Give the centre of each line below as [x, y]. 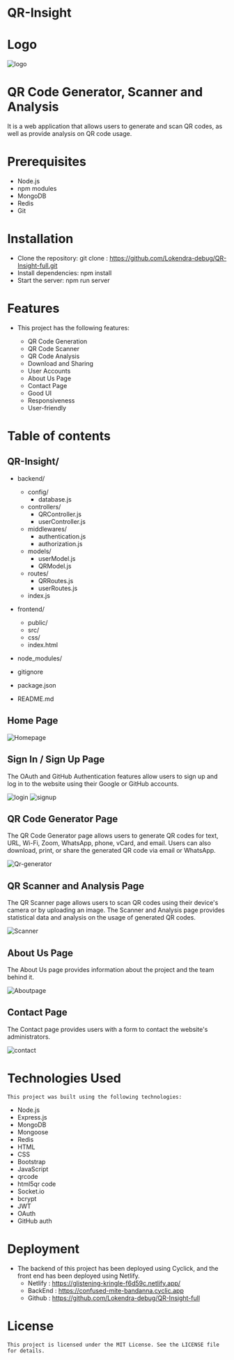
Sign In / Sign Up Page [56, 760]
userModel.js [57, 558]
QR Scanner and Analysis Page [76, 886]
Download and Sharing [61, 363]
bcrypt [27, 1198]
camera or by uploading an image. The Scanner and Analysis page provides [116, 910]
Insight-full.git [37, 265]
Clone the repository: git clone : [62, 258]
